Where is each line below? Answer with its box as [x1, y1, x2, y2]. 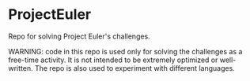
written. [8, 63, 33, 72]
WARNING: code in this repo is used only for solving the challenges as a [8, 46, 243, 56]
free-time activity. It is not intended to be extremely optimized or [8, 55, 218, 64]
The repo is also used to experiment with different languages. [34, 63, 235, 72]
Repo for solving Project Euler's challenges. [8, 31, 150, 41]
